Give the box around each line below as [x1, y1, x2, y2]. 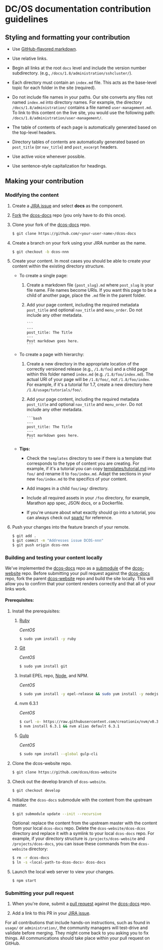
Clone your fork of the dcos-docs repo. [12, 222, 91, 228]
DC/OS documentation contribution [5, 3, 151, 15]
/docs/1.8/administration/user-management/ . [12, 115, 103, 120]
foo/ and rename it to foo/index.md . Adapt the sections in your [26, 471, 151, 477]
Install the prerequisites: [12, 608, 61, 614]
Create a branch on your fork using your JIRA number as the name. [12, 240, 147, 246]
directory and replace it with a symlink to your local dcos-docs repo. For [12, 831, 154, 836]
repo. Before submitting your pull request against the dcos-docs [21, 570, 150, 576]
